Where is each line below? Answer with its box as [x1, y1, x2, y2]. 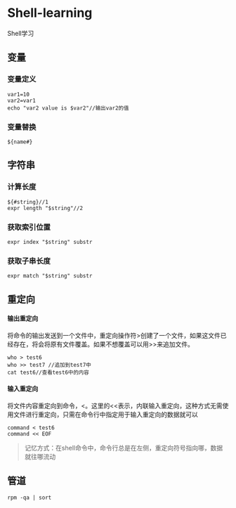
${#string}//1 [7, 198, 49, 205]
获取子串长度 [7, 256, 51, 266]
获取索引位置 [7, 222, 51, 232]
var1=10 [7, 91, 30, 98]
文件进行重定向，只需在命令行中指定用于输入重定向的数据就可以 [13, 410, 198, 419]
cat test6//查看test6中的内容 [7, 369, 89, 376]
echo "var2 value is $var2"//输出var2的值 [7, 104, 129, 112]
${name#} [7, 138, 33, 145]
